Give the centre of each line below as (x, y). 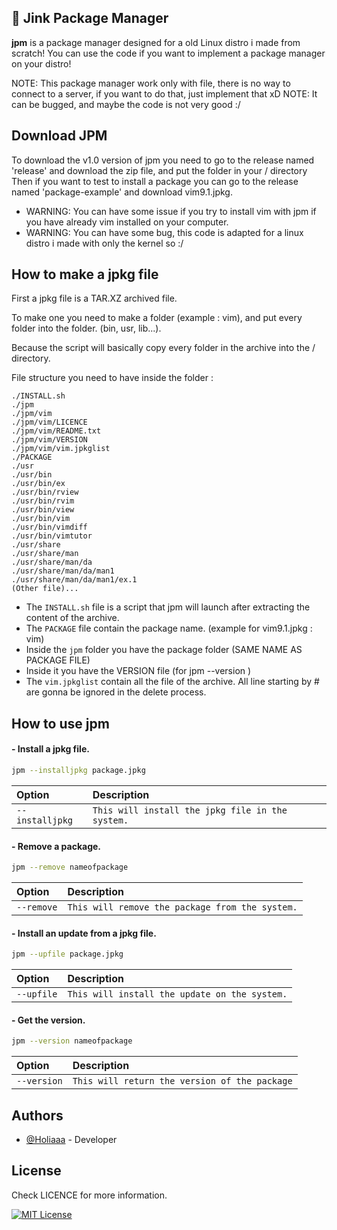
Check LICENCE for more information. (89, 1195)
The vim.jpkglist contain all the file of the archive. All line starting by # (172, 682)
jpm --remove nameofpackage (70, 867)
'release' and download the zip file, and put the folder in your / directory (159, 170)
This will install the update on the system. (177, 994)
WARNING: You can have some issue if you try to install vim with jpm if (171, 211)
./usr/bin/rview (45, 492)
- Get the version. (48, 1020)
